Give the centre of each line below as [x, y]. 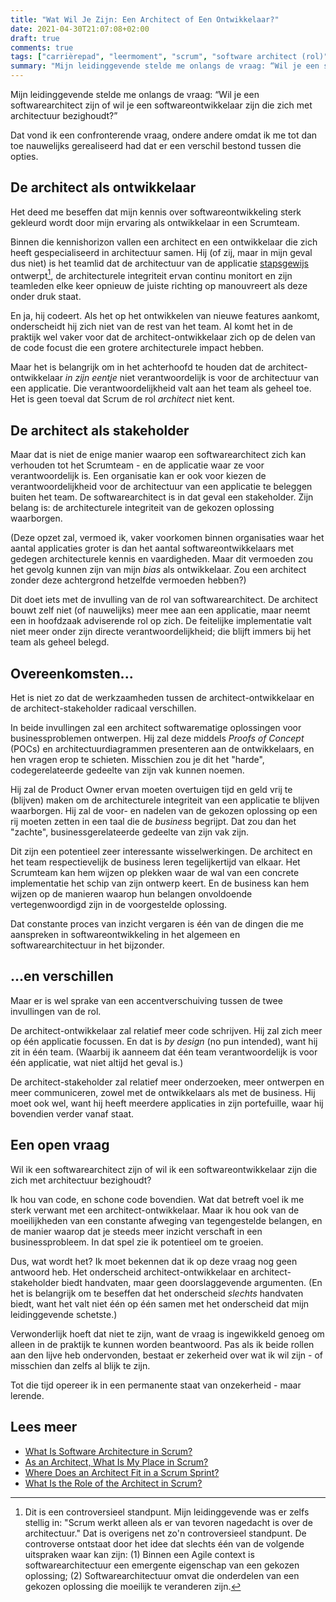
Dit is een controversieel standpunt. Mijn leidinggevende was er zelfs [167, 1512]
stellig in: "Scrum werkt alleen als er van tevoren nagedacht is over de [168, 1522]
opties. [24, 156]
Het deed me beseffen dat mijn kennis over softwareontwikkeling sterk [156, 212]
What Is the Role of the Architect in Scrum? [113, 1483]
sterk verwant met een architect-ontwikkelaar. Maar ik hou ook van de [155, 1210]
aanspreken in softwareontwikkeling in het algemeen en [125, 935]
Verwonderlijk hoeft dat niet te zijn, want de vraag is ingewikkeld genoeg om [167, 1333]
